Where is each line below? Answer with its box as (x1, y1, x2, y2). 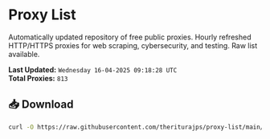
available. (8, 49, 40, 59)
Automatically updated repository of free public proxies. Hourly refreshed (8, 32, 252, 42)
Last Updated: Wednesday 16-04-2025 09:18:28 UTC (8, 64, 178, 74)
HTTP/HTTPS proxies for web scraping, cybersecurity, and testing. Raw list (8, 40, 258, 50)
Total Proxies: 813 (8, 73, 68, 83)
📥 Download (8, 98, 74, 112)
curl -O (8, 123, 35, 131)
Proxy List (8, 6, 76, 24)
